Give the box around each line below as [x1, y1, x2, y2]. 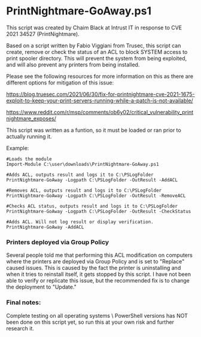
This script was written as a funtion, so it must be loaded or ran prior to [6, 126, 181, 133]
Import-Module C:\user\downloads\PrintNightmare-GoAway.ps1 [6, 161, 160, 167]
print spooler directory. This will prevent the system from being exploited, [6, 54, 187, 62]
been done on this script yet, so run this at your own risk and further [6, 318, 175, 326]
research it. [6, 324, 35, 332]
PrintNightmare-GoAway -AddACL [6, 224, 84, 230]
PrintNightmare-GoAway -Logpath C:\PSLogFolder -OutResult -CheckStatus [6, 208, 191, 214]
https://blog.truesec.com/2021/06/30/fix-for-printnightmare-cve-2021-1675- [6, 90, 195, 98]
